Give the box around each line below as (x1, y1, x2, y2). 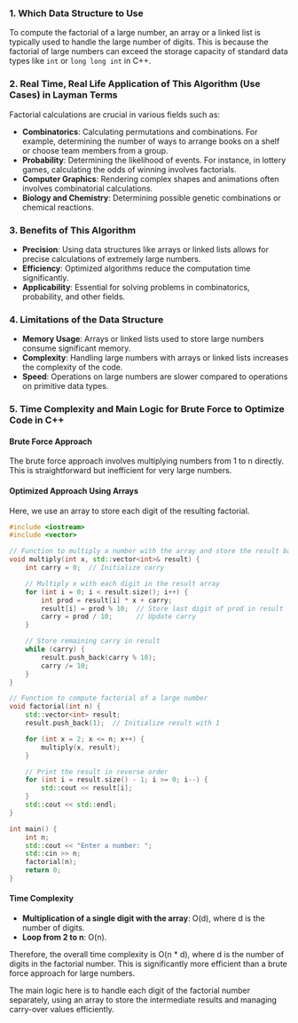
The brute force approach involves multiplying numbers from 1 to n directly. (9, 456, 285, 466)
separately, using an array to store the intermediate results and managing (9, 995, 278, 1005)
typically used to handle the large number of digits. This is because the (9, 36, 269, 47)
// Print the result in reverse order (25, 767, 169, 776)
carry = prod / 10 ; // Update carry (41, 612, 197, 622)
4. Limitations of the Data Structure (9, 313, 164, 326)
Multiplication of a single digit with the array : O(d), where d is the (21, 913, 265, 924)
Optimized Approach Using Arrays (9, 485, 139, 496)
